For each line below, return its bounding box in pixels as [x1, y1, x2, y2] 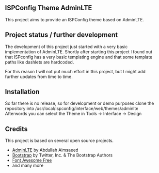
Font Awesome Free [12, 157, 52, 163]
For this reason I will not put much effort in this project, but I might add [5, 68, 146, 74]
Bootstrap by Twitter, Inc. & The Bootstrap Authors [12, 152, 113, 158]
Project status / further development [5, 31, 118, 39]
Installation [5, 88, 40, 96]
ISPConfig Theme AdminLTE [5, 4, 92, 12]
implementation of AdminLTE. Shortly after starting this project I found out [5, 48, 153, 55]
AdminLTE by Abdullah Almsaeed [12, 147, 79, 153]
